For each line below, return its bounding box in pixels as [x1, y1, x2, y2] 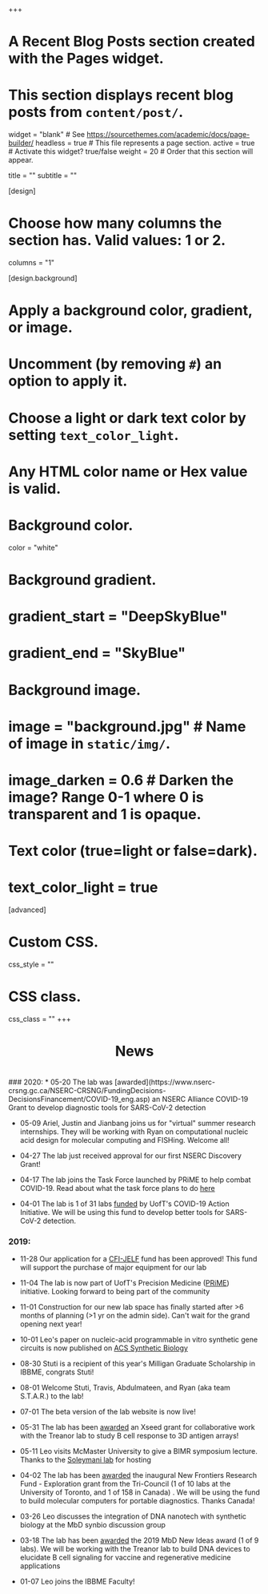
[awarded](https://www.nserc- [114, 1077, 216, 1087]
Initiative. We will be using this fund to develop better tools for [19, 1207, 224, 1217]
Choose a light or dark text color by [8, 409, 246, 427]
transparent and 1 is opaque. [8, 805, 202, 823]
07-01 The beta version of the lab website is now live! [19, 1407, 196, 1417]
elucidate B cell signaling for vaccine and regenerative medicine [19, 1552, 231, 1563]
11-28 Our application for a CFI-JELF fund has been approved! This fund [19, 1254, 258, 1264]
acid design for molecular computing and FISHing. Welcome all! [19, 1135, 230, 1144]
